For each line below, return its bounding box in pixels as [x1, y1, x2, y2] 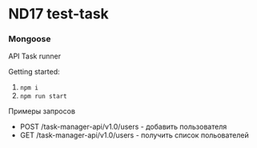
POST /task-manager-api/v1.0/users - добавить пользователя [19, 122, 227, 132]
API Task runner [8, 51, 62, 61]
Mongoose [8, 34, 51, 45]
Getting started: [8, 67, 60, 77]
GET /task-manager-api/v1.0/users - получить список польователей [19, 130, 250, 140]
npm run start [19, 93, 67, 101]
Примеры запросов [8, 106, 76, 116]
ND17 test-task [8, 5, 110, 23]
